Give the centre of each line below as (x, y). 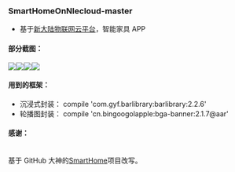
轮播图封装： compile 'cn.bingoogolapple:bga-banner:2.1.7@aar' (124, 113)
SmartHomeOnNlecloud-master (70, 11)
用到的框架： (29, 85)
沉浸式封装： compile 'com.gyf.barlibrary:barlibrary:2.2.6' (113, 104)
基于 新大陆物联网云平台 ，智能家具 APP (83, 29)
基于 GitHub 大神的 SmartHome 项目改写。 (75, 160)
